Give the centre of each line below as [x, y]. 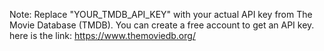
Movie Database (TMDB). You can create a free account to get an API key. [162, 25]
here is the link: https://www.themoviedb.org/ [102, 35]
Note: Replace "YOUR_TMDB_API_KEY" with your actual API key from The [161, 14]
